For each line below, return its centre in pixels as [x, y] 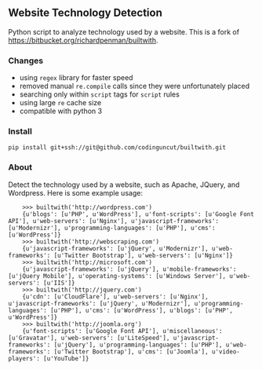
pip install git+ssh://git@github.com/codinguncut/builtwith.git [117, 148]
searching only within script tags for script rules [100, 94]
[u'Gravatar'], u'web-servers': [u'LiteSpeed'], [89, 338]
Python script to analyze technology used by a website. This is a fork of [124, 31]
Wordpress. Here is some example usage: [76, 192]
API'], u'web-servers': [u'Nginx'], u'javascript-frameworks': [114, 221]
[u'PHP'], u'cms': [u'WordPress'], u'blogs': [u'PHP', [142, 310]
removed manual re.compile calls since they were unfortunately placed [134, 86]
